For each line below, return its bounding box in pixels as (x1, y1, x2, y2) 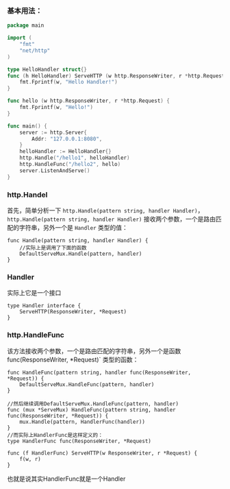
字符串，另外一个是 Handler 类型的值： (18, 223, 128, 231)
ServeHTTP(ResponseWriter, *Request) (19, 309, 127, 315)
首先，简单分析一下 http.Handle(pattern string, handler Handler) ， (7, 206, 204, 214)
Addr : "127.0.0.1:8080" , (31, 135, 103, 142)
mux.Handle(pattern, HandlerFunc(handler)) (19, 418, 146, 425)
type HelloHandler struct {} (7, 66, 88, 73)
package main (7, 22, 44, 29)
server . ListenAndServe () (19, 167, 90, 174)
